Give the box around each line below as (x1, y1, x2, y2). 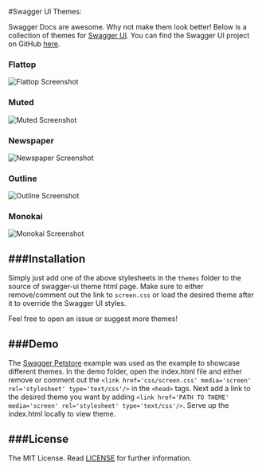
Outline (8, 173, 37, 184)
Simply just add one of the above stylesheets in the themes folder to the (8, 273, 241, 283)
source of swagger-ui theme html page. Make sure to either (8, 282, 205, 292)
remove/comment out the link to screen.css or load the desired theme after (8, 290, 255, 300)
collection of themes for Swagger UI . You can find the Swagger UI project (8, 31, 250, 40)
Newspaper (8, 135, 54, 146)
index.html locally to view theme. (8, 409, 116, 419)
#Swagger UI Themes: (8, 7, 82, 16)
